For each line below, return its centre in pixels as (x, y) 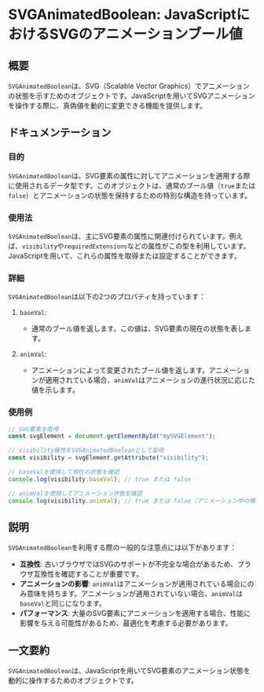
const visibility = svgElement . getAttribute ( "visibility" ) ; (109, 458)
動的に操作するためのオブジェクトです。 (73, 681)
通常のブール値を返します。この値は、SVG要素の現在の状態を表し (138, 328)
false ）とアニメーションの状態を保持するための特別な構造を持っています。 (130, 195)
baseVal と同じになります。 (62, 603)
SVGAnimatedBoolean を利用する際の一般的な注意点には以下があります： (123, 547)
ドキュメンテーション (60, 133)
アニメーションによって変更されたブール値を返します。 (120, 370)
